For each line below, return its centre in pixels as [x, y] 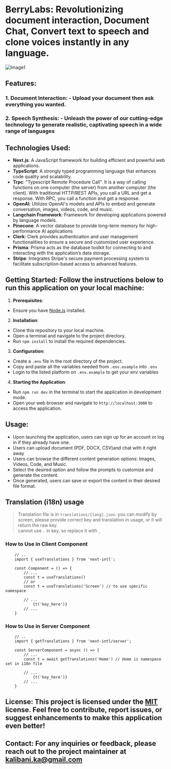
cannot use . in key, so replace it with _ [59, 531]
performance [27, 231]
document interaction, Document [77, 20]
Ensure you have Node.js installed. [49, 310]
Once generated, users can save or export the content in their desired [86, 480]
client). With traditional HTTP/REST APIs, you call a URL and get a [82, 193]
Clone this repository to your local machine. [59, 330]
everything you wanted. [36, 105]
